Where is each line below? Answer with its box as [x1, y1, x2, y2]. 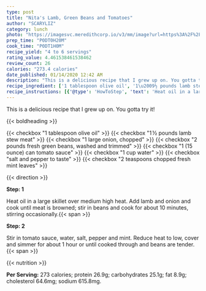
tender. [177, 240, 195, 248]
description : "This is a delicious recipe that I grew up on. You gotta [6, 77, 196, 83]
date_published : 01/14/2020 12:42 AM [6, 72, 103, 78]
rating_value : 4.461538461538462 [6, 55, 92, 61]
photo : [6, 32, 23, 38]
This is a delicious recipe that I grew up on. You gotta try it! [6, 105, 155, 113]
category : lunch [6, 26, 48, 32]
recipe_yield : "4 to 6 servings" [6, 49, 92, 55]
